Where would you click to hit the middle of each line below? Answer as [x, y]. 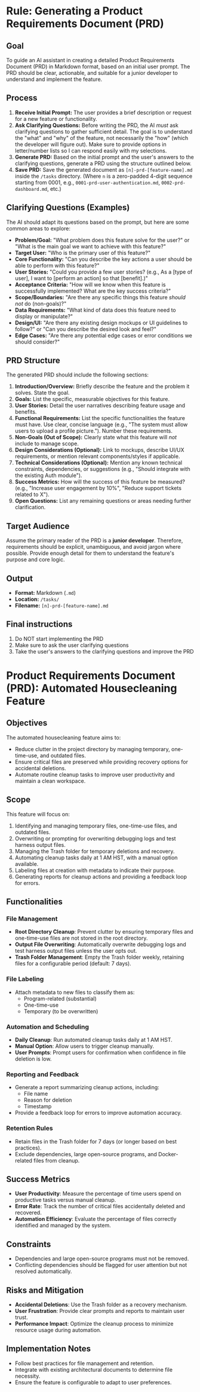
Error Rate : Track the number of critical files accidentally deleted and [100, 1206]
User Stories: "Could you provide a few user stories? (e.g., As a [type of [104, 272]
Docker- [168, 1154]
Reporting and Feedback [43, 1074]
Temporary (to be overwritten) [61, 1011]
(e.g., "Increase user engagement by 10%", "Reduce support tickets [98, 488]
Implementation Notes [49, 1349]
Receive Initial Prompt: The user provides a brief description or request [103, 113]
